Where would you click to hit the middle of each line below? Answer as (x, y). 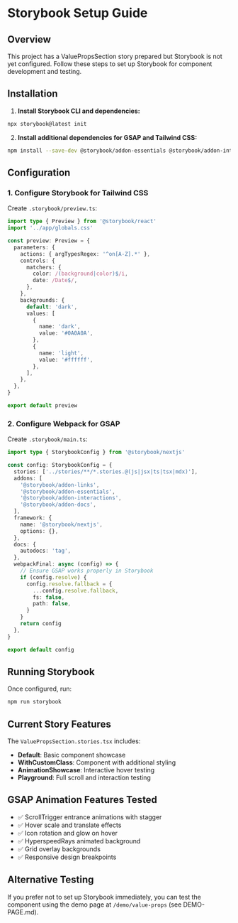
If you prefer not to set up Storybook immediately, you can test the (104, 897)
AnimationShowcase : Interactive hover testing (86, 770)
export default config (41, 649)
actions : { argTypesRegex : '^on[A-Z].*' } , (85, 254)
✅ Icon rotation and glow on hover (68, 833)
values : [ (40, 313)
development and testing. (45, 71)
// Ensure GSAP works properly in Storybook (87, 571)
